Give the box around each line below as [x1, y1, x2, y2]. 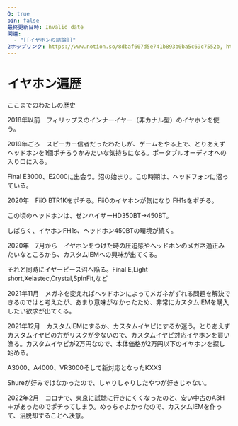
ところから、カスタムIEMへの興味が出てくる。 [25, 250, 161, 258]
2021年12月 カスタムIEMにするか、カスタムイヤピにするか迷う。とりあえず [7, 321, 231, 330]
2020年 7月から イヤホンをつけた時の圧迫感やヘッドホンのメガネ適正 [7, 241, 219, 250]
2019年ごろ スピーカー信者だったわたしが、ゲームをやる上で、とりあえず [7, 139, 226, 148]
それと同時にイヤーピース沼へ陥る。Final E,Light [7, 265, 149, 273]
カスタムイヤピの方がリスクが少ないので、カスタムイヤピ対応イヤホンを [7, 330, 218, 339]
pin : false [7, 17, 40, 24]
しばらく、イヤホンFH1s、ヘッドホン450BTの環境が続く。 [7, 226, 177, 234]
